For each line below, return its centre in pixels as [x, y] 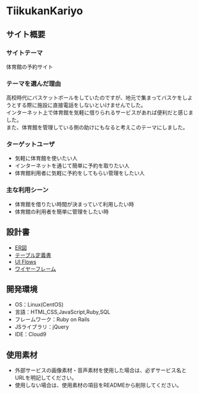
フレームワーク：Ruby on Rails [52, 320]
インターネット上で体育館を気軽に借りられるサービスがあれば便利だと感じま [100, 113]
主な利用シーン [27, 190]
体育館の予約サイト [30, 67]
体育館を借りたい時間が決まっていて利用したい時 [75, 204]
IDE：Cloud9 [30, 335]
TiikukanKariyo [45, 11]
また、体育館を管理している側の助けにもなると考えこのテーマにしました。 [97, 127]
